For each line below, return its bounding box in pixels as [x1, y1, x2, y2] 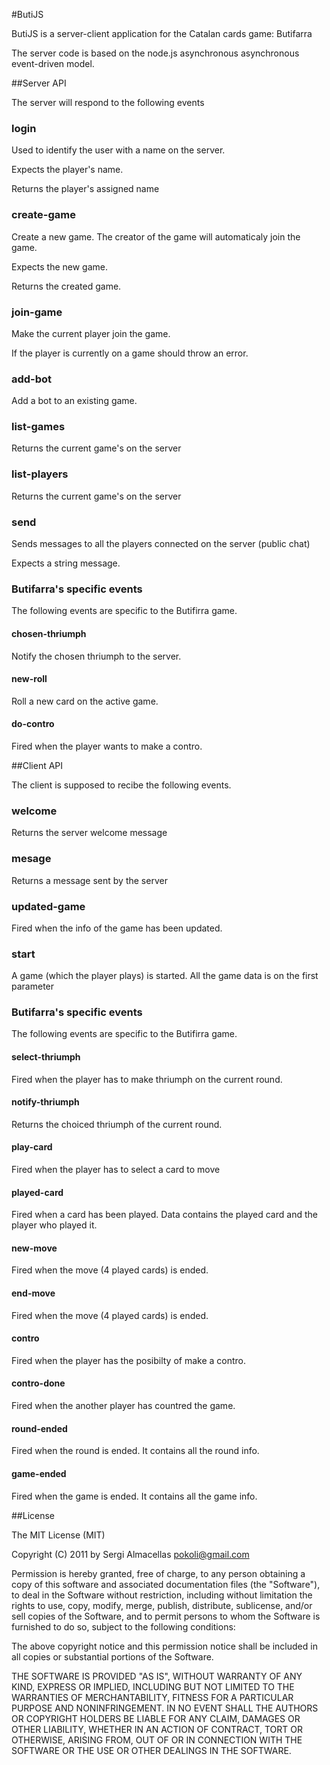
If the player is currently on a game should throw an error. [11, 347, 249, 359]
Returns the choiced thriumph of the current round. [11, 1118, 223, 1130]
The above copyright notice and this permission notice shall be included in [11, 1640, 318, 1652]
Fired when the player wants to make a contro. [11, 740, 203, 752]
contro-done [11, 1377, 66, 1389]
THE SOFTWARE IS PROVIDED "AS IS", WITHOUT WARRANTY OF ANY [11, 1670, 303, 1682]
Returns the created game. [11, 280, 122, 292]
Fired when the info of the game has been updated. [11, 922, 223, 934]
